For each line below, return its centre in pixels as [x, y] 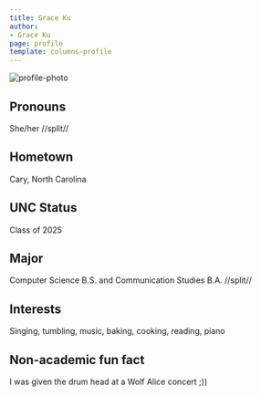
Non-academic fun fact [77, 360]
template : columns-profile [61, 52]
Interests [36, 309]
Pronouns [38, 106]
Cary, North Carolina [48, 179]
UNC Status [43, 208]
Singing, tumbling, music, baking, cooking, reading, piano [117, 331]
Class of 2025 [36, 230]
